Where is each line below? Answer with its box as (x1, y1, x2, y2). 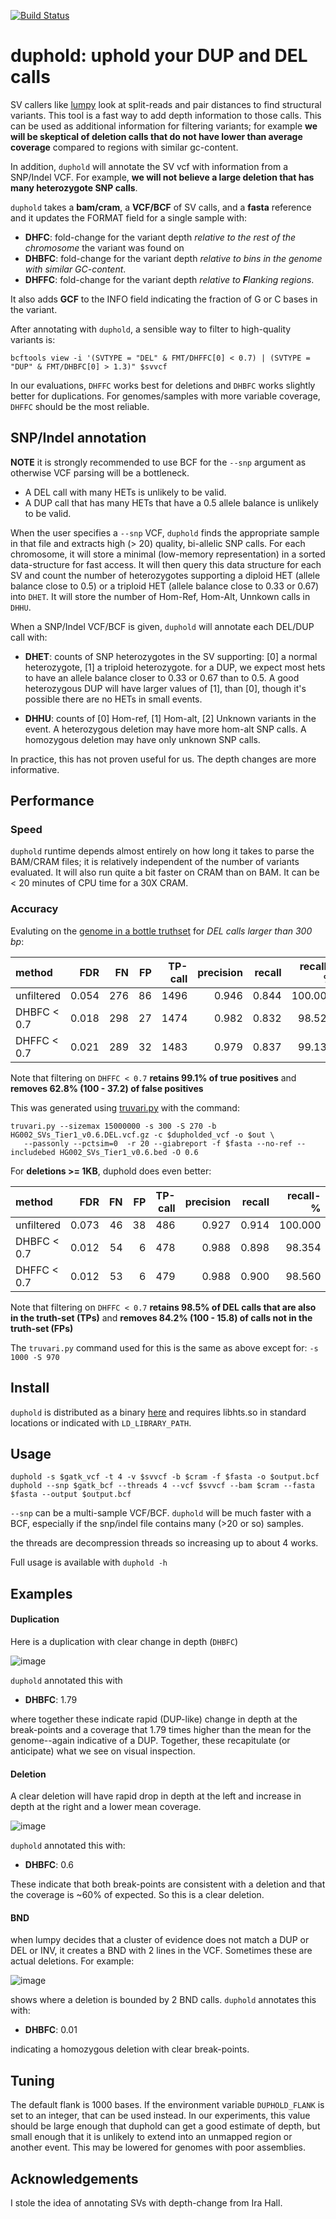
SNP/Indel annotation (10, 430, 147, 447)
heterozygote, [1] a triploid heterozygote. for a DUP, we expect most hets (24, 661, 326, 673)
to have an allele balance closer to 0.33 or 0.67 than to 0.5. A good (24, 671, 300, 684)
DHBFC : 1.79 (24, 1693, 78, 1705)
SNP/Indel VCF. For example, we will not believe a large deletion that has (10, 171, 315, 183)
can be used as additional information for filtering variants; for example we (10, 120, 318, 132)
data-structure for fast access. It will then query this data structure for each (10, 558, 322, 570)
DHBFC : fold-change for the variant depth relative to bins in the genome (24, 252, 323, 264)
